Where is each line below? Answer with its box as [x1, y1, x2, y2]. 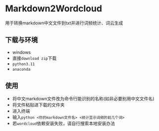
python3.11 [12, 61, 35, 67]
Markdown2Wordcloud [5, 3, 103, 14]
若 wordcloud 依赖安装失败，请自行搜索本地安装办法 [12, 120, 115, 126]
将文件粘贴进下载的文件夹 [12, 102, 65, 108]
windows [12, 49, 31, 55]
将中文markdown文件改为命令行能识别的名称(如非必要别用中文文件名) [12, 95, 155, 101]
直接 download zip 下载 [12, 55, 57, 61]
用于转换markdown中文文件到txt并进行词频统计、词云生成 [5, 20, 123, 26]
